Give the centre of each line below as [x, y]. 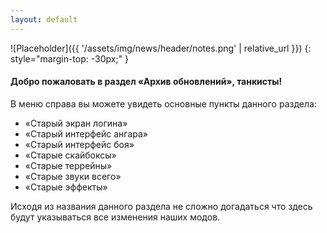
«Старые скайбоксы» [70, 155]
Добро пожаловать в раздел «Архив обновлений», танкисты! [146, 82]
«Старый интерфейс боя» [79, 144]
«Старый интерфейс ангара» [86, 133]
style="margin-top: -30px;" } [70, 58]
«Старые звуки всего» [73, 176]
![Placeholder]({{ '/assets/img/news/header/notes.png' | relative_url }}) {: [161, 48]
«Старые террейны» [68, 165]
